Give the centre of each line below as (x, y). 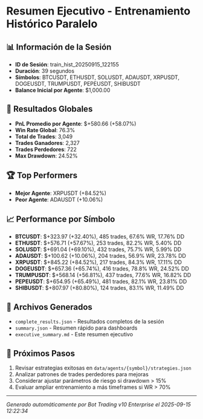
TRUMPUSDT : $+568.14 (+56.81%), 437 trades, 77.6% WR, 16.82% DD (103, 275)
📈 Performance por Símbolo (61, 219)
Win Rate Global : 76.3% (45, 130)
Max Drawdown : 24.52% (46, 156)
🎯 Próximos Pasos (41, 353)
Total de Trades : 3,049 (44, 136)
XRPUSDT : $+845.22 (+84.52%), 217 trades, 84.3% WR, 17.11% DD (98, 262)
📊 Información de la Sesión (59, 47)
